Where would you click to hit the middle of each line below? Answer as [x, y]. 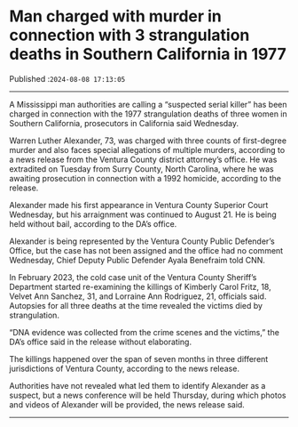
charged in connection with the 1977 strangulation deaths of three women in [149, 114]
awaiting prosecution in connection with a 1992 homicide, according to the [145, 178]
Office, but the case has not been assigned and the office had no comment [146, 250]
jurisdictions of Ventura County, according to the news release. [124, 368]
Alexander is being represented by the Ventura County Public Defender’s [142, 241]
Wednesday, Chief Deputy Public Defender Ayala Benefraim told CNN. [137, 260]
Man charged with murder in [115, 16]
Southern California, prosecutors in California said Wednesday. [124, 123]
